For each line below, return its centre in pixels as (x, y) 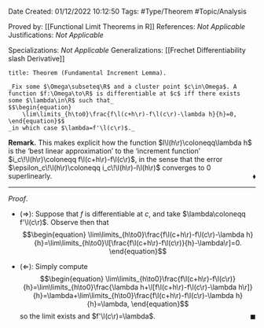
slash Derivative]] (37, 59)
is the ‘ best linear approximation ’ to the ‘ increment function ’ (104, 151)
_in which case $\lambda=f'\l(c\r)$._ (71, 128)
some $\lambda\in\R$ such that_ (61, 101)
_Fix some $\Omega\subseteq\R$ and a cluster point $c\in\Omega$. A (123, 87)
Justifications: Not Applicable (56, 35)
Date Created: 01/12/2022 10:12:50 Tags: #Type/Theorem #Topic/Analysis (128, 11)
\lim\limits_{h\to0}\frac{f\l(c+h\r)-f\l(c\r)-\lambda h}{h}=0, (130, 114)
